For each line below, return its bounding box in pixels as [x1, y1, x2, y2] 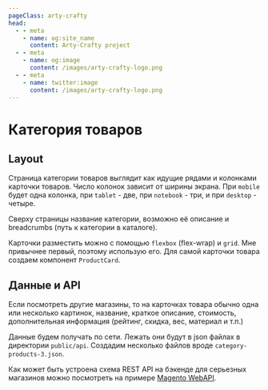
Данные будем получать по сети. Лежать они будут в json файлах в [8, 332, 241, 342]
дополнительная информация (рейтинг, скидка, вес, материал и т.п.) [8, 316, 244, 326]
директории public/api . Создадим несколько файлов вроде [8, 340, 214, 350]
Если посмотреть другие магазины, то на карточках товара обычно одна [8, 300, 259, 309]
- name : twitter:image [22, 78, 98, 86]
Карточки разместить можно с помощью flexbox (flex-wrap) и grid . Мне [8, 238, 257, 248]
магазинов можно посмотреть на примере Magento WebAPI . [8, 373, 217, 383]
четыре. [8, 199, 36, 209]
